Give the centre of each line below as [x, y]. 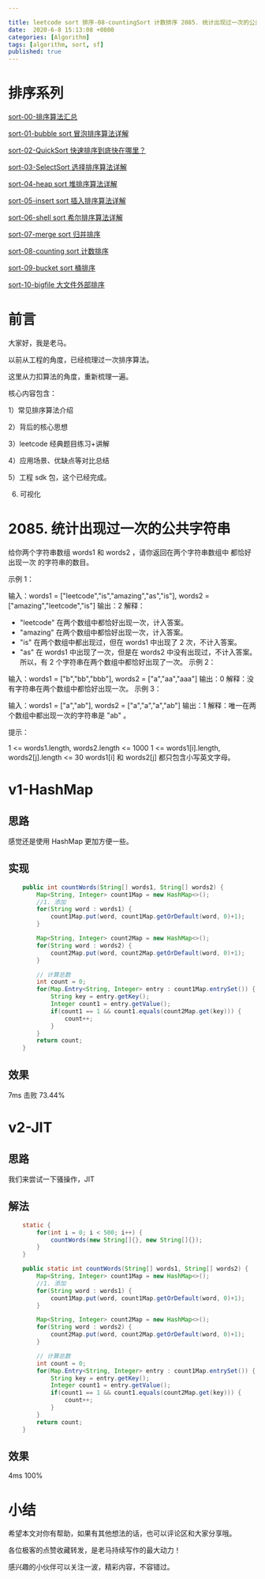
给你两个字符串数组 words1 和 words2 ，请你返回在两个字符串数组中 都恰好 [130, 552]
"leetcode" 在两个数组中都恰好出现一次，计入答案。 [103, 622]
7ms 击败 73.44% [37, 1095]
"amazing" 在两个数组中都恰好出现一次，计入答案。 [103, 632]
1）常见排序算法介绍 [41, 410]
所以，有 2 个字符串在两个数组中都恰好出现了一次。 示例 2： [118, 661]
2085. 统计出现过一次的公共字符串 [119, 529]
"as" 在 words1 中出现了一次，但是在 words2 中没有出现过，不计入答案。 [138, 652]
